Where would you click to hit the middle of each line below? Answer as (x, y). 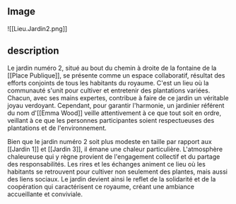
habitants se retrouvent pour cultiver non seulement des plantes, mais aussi (118, 172)
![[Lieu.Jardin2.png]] (37, 28)
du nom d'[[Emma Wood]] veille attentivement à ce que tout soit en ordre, (114, 113)
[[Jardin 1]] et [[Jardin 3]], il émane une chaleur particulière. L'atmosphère (115, 149)
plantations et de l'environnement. (57, 128)
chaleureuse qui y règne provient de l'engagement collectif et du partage (114, 156)
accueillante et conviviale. (45, 194)
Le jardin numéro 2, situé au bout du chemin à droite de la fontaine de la (112, 68)
